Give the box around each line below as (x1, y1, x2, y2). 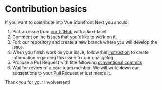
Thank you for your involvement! (5, 79, 71, 85)
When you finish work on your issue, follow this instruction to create (12, 49, 149, 55)
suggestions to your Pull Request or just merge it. (12, 70, 111, 75)
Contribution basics (5, 3, 87, 15)
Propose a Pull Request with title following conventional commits (12, 60, 142, 65)
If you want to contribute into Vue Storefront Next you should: (5, 19, 129, 25)
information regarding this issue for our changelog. (12, 54, 115, 60)
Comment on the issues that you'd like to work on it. (12, 34, 117, 40)
